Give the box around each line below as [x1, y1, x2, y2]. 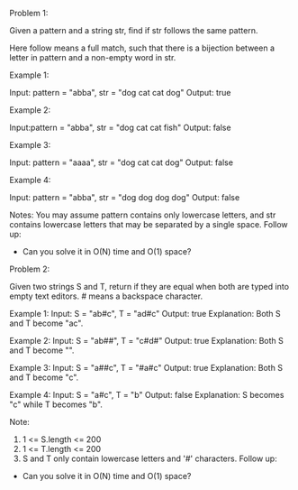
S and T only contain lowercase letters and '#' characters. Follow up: [22, 453, 277, 464]
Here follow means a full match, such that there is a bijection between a [9, 42, 275, 53]
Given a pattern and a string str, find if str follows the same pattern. [9, 25, 258, 35]
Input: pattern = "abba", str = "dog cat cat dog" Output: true [9, 88, 231, 97]
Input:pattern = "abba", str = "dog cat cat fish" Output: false [9, 122, 231, 133]
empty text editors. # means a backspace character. [9, 291, 203, 301]
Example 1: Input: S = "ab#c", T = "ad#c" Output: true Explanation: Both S [9, 309, 281, 319]
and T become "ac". [9, 318, 84, 328]
